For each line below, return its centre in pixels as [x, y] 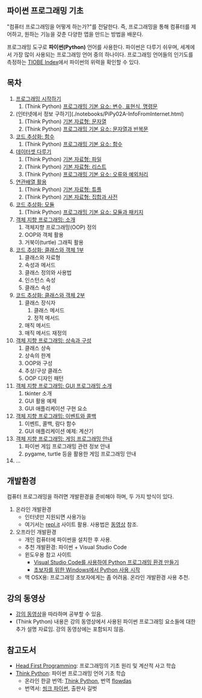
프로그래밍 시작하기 [38, 99]
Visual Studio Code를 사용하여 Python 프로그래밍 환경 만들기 [106, 562]
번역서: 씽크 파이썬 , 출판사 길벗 [61, 688]
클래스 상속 [37, 348]
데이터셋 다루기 [33, 151]
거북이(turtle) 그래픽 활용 [54, 242]
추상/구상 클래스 [43, 370]
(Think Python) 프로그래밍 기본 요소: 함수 [74, 144]
